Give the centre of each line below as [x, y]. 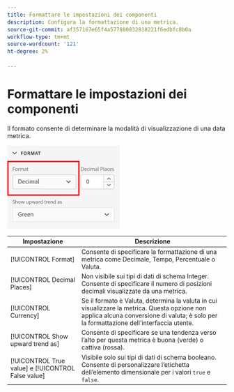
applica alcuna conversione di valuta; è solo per [149, 316]
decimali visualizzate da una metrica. [134, 291]
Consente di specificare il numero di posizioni [147, 283]
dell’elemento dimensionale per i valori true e [146, 372]
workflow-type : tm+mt [39, 37]
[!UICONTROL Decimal [42, 280]
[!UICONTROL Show [39, 336]
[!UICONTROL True [38, 361]
